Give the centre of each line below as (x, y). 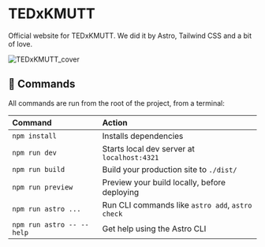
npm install (35, 136)
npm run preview (43, 187)
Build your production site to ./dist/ (170, 169)
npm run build (39, 169)
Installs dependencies (143, 136)
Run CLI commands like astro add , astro (177, 204)
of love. (21, 43)
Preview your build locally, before (164, 182)
